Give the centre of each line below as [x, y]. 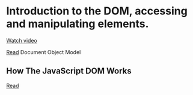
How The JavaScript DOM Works [69, 71]
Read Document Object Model [44, 52]
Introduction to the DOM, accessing [97, 11]
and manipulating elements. [78, 24]
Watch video [22, 40]
